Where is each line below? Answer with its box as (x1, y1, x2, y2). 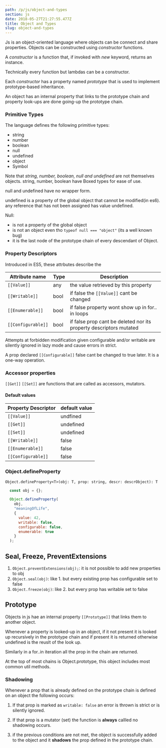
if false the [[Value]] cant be (70, 289, 137, 296)
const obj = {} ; (9, 488, 43, 493)
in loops (70, 310, 88, 317)
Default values (5, 392, 36, 398)
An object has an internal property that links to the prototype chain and (5, 94, 150, 100)
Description (100, 273, 128, 280)
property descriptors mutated (70, 324, 139, 331)
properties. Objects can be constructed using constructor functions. (5, 45, 144, 51)
